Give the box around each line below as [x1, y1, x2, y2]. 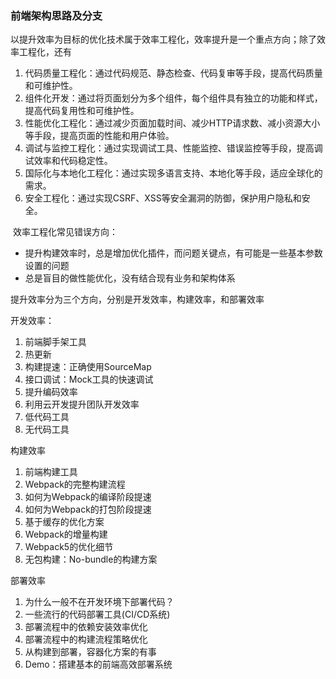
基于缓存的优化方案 [24, 516, 105, 528]
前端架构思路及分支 [10, 8, 103, 22]
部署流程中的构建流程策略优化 [24, 633, 148, 646]
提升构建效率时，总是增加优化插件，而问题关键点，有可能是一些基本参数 [24, 247, 323, 259]
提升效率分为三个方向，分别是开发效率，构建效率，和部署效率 [10, 293, 265, 306]
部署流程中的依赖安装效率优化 [24, 621, 148, 633]
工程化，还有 [18, 46, 72, 58]
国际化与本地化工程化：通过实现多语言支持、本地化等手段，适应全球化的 [24, 167, 323, 179]
